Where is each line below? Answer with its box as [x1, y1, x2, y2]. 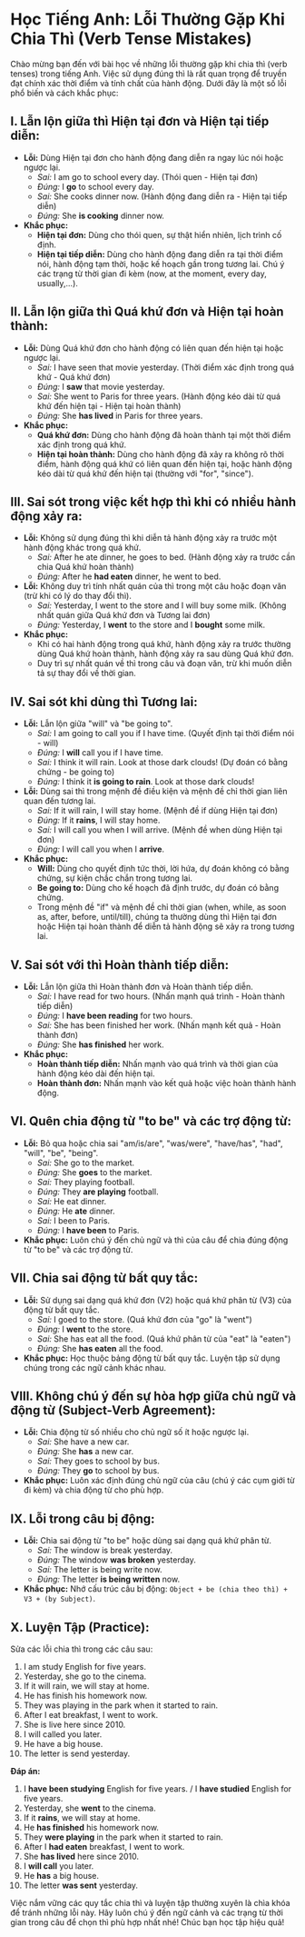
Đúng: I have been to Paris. [36, 1224, 140, 1235]
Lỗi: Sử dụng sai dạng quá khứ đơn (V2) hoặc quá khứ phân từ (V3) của [23, 1294, 292, 1305]
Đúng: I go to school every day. [36, 181, 155, 192]
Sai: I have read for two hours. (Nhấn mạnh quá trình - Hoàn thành [36, 991, 285, 1002]
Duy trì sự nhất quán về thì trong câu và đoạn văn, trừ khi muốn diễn [36, 658, 292, 669]
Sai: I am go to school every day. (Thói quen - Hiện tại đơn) [36, 171, 259, 182]
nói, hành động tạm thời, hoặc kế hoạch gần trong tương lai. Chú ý [36, 258, 285, 269]
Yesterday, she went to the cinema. [23, 1802, 157, 1813]
